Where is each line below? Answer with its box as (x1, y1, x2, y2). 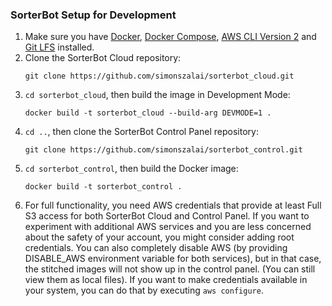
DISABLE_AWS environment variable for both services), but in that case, (24, 253, 322, 265)
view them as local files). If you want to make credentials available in (24, 274, 308, 286)
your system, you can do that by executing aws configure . (24, 284, 264, 297)
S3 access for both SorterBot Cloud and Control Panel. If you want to (24, 210, 310, 222)
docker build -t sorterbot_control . (24, 182, 183, 192)
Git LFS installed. (24, 41, 95, 53)
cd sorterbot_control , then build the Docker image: (24, 163, 239, 175)
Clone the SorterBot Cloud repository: (24, 52, 182, 64)
